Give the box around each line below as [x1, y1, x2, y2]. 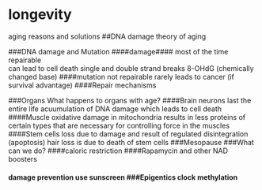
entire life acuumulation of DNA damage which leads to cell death [8, 104, 222, 114]
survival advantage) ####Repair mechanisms [8, 80, 157, 90]
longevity [8, 6, 73, 24]
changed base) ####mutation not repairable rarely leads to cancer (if [8, 72, 235, 81]
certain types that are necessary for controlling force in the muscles [8, 121, 230, 130]
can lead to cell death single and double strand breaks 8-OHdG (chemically [8, 63, 255, 73]
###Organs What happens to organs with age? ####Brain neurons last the [8, 95, 252, 105]
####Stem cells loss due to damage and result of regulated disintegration [8, 129, 249, 139]
